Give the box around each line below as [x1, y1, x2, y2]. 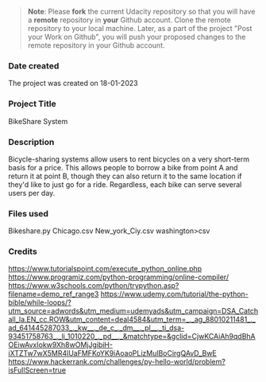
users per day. [8, 188, 56, 197]
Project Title [8, 99, 57, 110]
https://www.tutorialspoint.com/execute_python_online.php [8, 264, 202, 274]
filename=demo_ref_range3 [8, 290, 99, 299]
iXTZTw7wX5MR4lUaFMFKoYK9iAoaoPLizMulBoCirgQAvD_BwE [8, 349, 217, 358]
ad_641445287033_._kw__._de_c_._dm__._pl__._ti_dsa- [8, 323, 185, 333]
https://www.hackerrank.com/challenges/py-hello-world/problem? [8, 357, 226, 367]
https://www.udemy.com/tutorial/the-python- [100, 290, 249, 299]
